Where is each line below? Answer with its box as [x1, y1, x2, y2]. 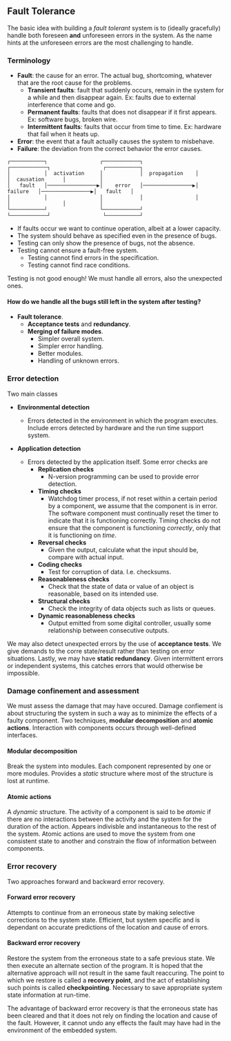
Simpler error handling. [37, 342, 103, 350]
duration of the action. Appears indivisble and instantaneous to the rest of [7, 822, 217, 831]
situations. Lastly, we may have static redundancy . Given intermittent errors [7, 654, 224, 663]
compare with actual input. [48, 553, 124, 561]
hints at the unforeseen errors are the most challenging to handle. [7, 38, 194, 47]
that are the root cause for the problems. [17, 79, 133, 87]
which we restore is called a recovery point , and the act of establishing [7, 976, 210, 984]
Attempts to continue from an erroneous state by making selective [7, 908, 195, 916]
